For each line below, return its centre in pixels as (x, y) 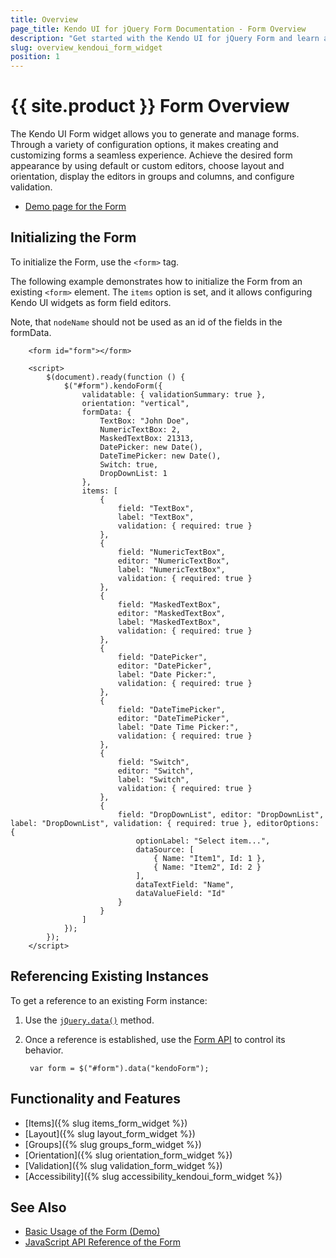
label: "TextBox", (156, 517)
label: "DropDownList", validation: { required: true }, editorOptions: (165, 823)
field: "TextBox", (156, 508)
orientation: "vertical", (135, 403)
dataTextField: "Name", (185, 884)
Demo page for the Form (75, 207)
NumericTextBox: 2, (140, 429)
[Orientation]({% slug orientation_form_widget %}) (128, 1155)
